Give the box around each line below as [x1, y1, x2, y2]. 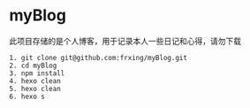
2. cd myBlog [9, 61, 57, 70]
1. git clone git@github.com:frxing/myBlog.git [9, 53, 188, 62]
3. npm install [9, 68, 65, 78]
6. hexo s [9, 92, 46, 101]
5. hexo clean [9, 84, 62, 93]
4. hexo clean [9, 76, 62, 85]
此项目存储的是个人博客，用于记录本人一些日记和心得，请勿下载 [9, 35, 241, 46]
